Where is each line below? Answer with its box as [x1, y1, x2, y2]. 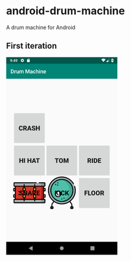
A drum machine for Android [6, 24, 76, 31]
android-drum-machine [6, 4, 126, 18]
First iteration [6, 41, 57, 51]
